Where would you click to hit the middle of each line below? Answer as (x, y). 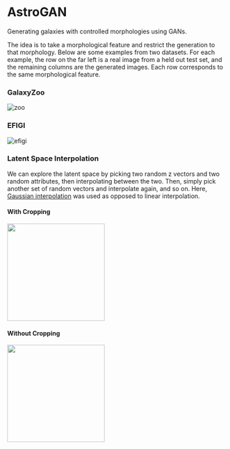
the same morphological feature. (54, 74)
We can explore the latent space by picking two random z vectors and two (114, 174)
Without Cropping (34, 333)
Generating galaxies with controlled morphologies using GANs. (97, 31)
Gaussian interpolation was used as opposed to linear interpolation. (104, 196)
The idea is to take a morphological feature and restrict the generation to (111, 44)
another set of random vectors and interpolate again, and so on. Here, (107, 188)
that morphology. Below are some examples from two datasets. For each (111, 52)
